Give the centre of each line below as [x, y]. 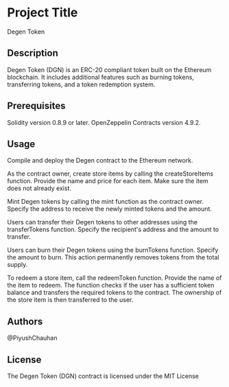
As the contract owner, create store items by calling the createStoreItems [110, 174]
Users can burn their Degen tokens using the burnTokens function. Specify [113, 250]
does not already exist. [39, 188]
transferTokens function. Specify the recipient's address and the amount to [113, 230]
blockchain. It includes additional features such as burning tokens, [100, 77]
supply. [17, 265]
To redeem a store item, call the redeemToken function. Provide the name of [114, 278]
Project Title [43, 13]
